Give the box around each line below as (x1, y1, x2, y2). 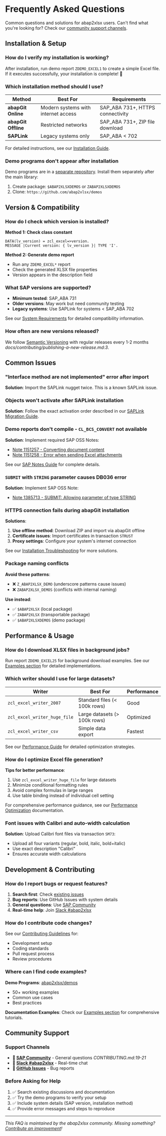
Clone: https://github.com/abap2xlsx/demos (12, 189, 102, 195)
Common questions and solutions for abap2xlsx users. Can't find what (5, 20, 149, 26)
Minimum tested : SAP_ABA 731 (12, 295, 77, 301)
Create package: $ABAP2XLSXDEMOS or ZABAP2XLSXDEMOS (12, 184, 121, 190)
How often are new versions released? (5, 328, 99, 335)
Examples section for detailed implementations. (5, 663, 102, 669)
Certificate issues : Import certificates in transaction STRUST (12, 533, 133, 539)
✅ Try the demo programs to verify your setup (12, 1094, 107, 1100)
